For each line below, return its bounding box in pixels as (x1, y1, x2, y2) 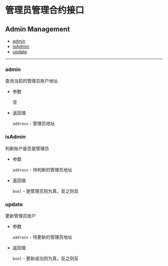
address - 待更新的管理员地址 (12, 234, 72, 240)
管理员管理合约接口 (5, 5, 84, 16)
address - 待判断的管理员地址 (12, 166, 72, 173)
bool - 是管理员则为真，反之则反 (12, 188, 79, 194)
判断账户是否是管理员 (5, 145, 49, 151)
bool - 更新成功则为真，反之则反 (12, 255, 79, 261)
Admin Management (5, 25, 70, 33)
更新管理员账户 (5, 212, 36, 218)
